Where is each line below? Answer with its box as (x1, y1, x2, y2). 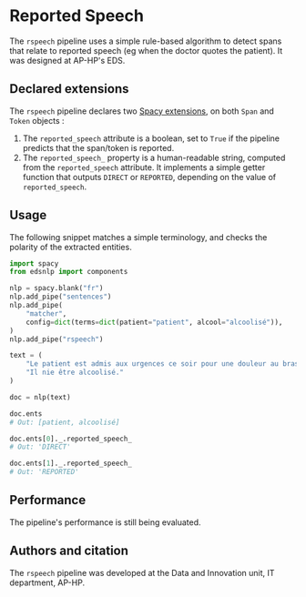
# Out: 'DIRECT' (9, 442, 71, 451)
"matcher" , (25, 309, 67, 319)
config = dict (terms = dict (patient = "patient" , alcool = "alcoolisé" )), (25, 318, 283, 327)
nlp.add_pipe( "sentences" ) (9, 292, 112, 301)
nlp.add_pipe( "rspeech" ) (9, 334, 104, 344)
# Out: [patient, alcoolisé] (9, 418, 120, 427)
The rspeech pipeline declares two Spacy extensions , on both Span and (9, 106, 275, 116)
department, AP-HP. (9, 577, 85, 588)
